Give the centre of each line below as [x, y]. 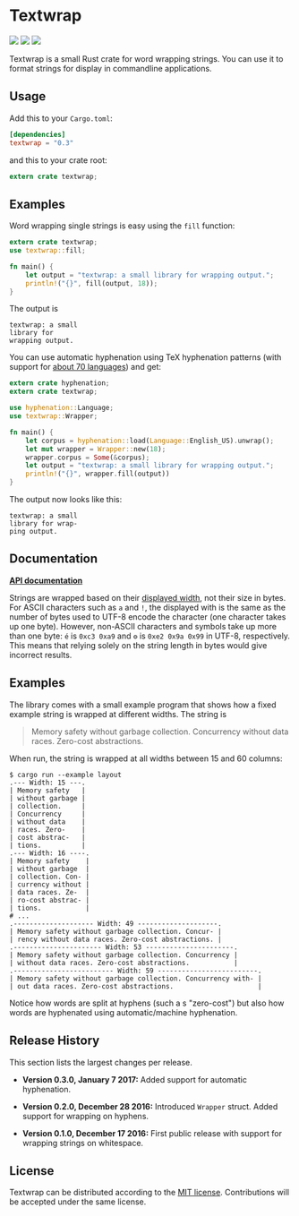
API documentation [46, 580]
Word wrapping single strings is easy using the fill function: [122, 226]
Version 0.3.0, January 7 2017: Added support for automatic [135, 1079]
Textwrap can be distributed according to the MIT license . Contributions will [149, 1193]
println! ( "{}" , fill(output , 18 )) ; [92, 283]
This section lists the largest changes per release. [101, 1062]
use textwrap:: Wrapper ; [54, 416]
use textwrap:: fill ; [48, 251]
